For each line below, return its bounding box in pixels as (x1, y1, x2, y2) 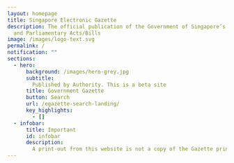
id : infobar (25, 132, 61, 139)
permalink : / (7, 42, 45, 49)
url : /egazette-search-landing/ (25, 101, 120, 108)
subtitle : (25, 74, 54, 82)
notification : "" (7, 49, 58, 56)
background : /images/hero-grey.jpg (25, 68, 130, 75)
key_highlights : (25, 107, 73, 114)
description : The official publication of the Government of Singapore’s (7, 23, 226, 30)
